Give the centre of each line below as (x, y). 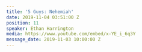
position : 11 (23, 23)
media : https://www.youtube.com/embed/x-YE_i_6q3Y (71, 34)
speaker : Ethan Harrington (40, 28)
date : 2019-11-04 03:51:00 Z (43, 17)
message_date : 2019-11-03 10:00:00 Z (54, 39)
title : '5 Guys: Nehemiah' (40, 12)
